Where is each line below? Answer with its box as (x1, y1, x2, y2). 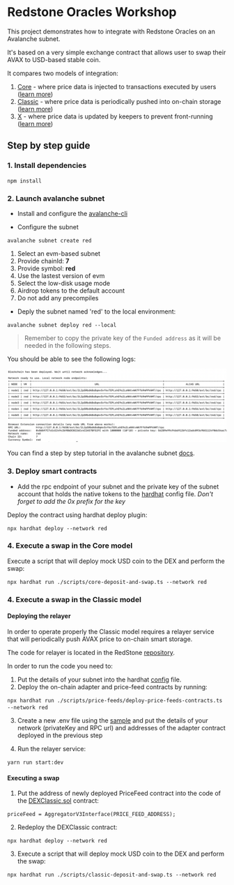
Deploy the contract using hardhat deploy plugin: (7, 510, 148, 519)
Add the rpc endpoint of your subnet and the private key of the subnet (17, 482, 219, 491)
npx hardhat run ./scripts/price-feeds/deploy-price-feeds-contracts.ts (7, 697, 223, 704)
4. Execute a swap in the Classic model (7, 594, 141, 604)
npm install (7, 177, 42, 185)
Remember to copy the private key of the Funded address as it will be (24, 334, 221, 342)
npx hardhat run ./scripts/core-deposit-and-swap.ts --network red (7, 578, 208, 585)
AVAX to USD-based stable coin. (7, 55, 101, 63)
